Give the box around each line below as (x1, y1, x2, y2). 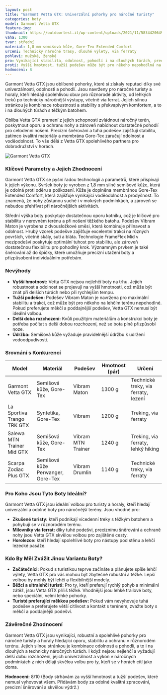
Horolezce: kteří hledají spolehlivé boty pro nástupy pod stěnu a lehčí (12, 538, 155, 543)
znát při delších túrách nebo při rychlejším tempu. (12, 289, 114, 295)
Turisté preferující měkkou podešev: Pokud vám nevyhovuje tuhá (12, 598, 149, 604)
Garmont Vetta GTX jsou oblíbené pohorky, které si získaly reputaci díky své (5, 81, 161, 87)
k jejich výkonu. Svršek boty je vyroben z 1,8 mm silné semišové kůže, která (5, 182, 161, 188)
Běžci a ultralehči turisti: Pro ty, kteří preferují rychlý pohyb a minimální (12, 582, 159, 588)
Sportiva (7, 409, 27, 416)
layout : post (5, 7, 32, 12)
